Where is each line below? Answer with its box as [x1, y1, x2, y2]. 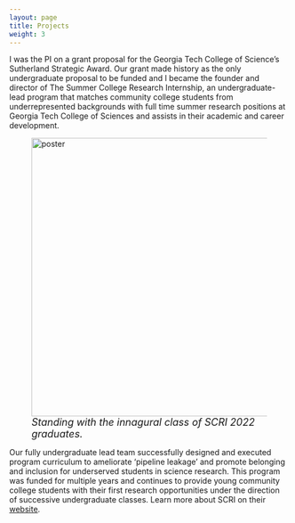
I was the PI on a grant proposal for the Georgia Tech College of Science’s [9, 54, 280, 65]
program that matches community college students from [27, 92, 234, 102]
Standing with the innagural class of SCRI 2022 [31, 416, 255, 429]
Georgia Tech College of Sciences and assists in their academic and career [9, 110, 284, 121]
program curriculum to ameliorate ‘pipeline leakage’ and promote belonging [9, 456, 286, 468]
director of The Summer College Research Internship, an [9, 82, 216, 94]
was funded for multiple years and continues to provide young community [9, 476, 280, 486]
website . [9, 504, 41, 515]
